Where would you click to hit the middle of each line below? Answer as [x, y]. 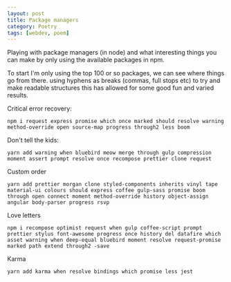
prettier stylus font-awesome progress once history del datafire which [114, 234]
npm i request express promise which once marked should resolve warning [116, 122]
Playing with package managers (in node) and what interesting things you [112, 53]
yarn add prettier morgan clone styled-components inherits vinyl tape [112, 185]
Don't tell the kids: [33, 140]
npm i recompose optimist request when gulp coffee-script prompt [105, 228]
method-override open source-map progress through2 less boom [99, 128]
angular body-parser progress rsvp [58, 203]
